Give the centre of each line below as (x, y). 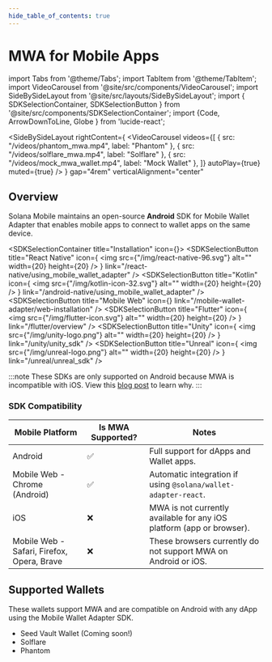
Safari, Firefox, (40, 551)
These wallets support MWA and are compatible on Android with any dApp (133, 609)
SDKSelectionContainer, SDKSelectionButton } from (94, 104)
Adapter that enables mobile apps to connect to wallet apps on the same (130, 225)
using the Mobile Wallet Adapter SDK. (71, 618)
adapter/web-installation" (51, 309)
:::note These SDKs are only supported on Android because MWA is (121, 376)
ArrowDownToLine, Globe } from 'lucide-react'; (87, 121)
